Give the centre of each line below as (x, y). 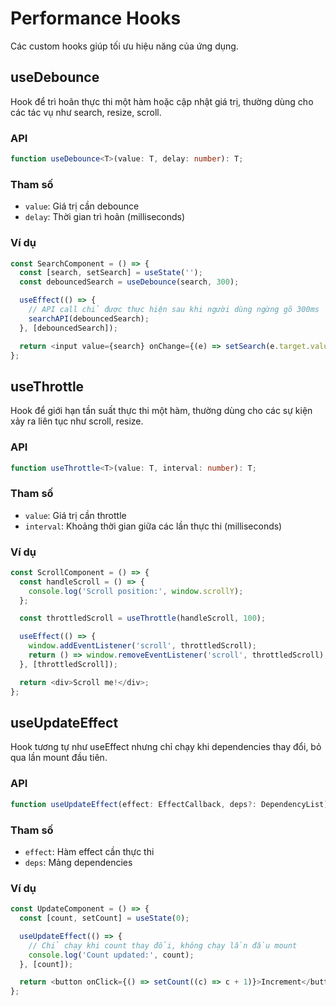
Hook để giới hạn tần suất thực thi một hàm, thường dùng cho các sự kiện (161, 411)
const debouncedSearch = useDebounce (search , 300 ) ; (129, 282)
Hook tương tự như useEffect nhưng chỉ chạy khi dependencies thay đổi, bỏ (166, 747)
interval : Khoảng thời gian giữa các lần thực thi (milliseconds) (153, 526)
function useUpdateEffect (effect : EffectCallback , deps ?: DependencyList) (169, 804)
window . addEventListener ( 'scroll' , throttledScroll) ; (142, 646)
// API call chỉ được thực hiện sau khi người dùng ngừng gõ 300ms (174, 310)
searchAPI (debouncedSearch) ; (89, 318)
